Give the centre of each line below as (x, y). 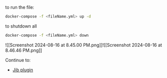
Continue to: (18, 60)
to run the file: (20, 7)
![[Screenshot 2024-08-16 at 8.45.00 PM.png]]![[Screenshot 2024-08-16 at (84, 45)
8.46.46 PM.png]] (24, 50)
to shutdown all (21, 26)
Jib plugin (23, 69)
